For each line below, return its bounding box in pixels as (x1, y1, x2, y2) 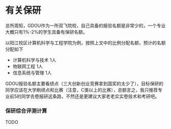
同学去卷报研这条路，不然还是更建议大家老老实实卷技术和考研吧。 (21, 93, 160, 99)
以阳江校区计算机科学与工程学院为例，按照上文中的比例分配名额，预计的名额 (5, 39, 166, 46)
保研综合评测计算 (5, 107, 47, 114)
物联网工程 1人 (12, 63, 43, 69)
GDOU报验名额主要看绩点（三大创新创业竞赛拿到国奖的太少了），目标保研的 (5, 80, 164, 87)
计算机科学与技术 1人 (12, 57, 56, 63)
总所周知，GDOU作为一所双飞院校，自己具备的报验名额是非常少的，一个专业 (5, 22, 166, 29)
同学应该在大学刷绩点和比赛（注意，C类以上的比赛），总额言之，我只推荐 (5, 87, 158, 93)
